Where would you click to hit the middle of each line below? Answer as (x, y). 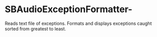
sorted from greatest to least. (35, 28)
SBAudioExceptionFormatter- (69, 9)
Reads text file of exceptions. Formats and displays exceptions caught (78, 23)
